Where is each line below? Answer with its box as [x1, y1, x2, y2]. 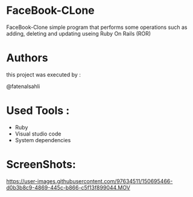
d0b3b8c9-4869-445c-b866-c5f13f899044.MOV [6, 184, 131, 191]
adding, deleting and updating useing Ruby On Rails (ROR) [6, 30, 151, 37]
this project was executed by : [6, 70, 81, 78]
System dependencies [14, 136, 71, 143]
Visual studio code [14, 130, 62, 137]
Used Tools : [6, 104, 70, 117]
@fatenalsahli [6, 83, 40, 90]
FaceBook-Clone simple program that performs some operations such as [6, 23, 188, 31]
